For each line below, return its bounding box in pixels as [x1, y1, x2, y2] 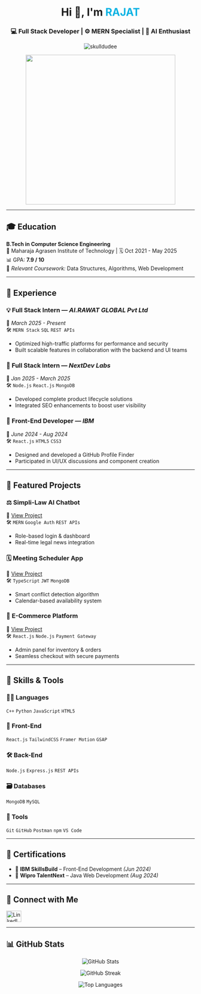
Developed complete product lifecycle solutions [14, 395, 133, 403]
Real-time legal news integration [14, 539, 95, 546]
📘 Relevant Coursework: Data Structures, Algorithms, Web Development [6, 265, 184, 272]
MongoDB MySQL [6, 799, 40, 805]
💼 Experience [6, 287, 57, 298]
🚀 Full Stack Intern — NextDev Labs [6, 361, 111, 369]
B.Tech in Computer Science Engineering [6, 241, 111, 248]
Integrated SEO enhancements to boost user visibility [14, 402, 147, 409]
